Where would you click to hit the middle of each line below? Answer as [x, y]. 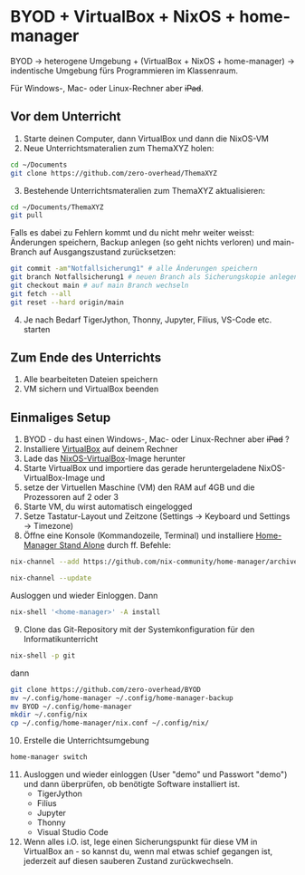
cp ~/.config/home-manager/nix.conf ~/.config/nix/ [110, 723]
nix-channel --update [51, 578]
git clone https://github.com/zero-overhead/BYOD [106, 689]
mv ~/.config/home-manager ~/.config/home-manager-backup [122, 698]
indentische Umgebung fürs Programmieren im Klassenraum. [124, 71]
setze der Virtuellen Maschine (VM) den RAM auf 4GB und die [139, 487]
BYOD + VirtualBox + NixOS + [123, 17]
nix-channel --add [45, 562]
